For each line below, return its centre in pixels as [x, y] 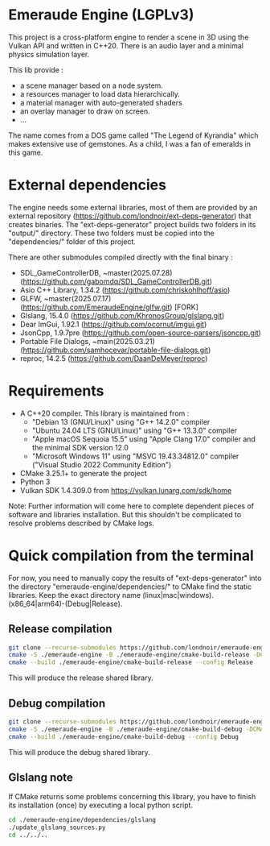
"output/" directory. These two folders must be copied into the [111, 233]
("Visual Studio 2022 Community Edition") [102, 464]
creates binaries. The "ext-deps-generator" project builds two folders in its [132, 224]
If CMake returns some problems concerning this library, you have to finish [132, 797]
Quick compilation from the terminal [131, 556]
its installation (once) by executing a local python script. [101, 805]
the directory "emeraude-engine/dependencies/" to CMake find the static [130, 587]
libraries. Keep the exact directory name [75, 595]
